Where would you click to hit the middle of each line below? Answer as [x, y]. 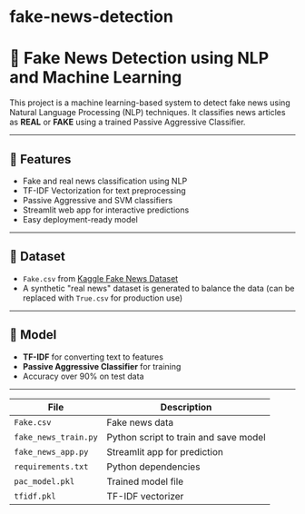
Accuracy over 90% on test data [83, 376]
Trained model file [145, 481]
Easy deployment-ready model [80, 219]
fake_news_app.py [51, 452]
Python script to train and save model [186, 437]
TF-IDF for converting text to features [93, 357]
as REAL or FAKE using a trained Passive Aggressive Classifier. [128, 122]
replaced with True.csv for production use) [103, 298]
